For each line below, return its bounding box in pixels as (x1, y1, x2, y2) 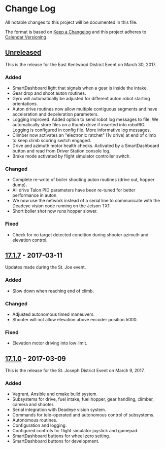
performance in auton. (12, 192, 58, 198)
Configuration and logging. (12, 422, 67, 428)
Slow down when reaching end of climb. (12, 288, 94, 294)
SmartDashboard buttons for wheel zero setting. (12, 433, 110, 439)
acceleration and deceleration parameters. (12, 112, 99, 117)
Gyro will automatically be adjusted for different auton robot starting (12, 96, 150, 102)
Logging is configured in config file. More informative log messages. (12, 127, 151, 133)
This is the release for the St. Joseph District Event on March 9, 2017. (5, 368, 145, 374)
